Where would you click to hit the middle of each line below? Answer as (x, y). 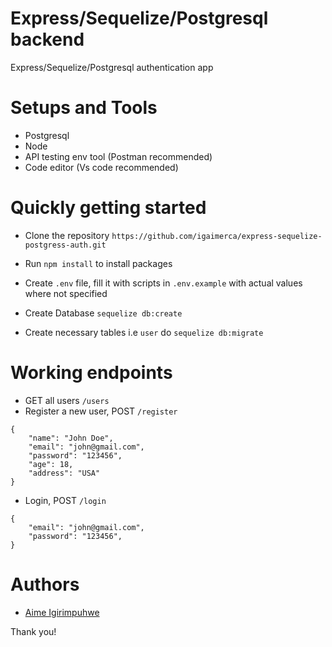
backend (47, 39)
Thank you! (33, 631)
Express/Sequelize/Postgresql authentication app (112, 67)
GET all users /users (67, 400)
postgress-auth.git (65, 245)
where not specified (66, 293)
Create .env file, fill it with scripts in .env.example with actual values (163, 283)
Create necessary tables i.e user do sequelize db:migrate (144, 332)
